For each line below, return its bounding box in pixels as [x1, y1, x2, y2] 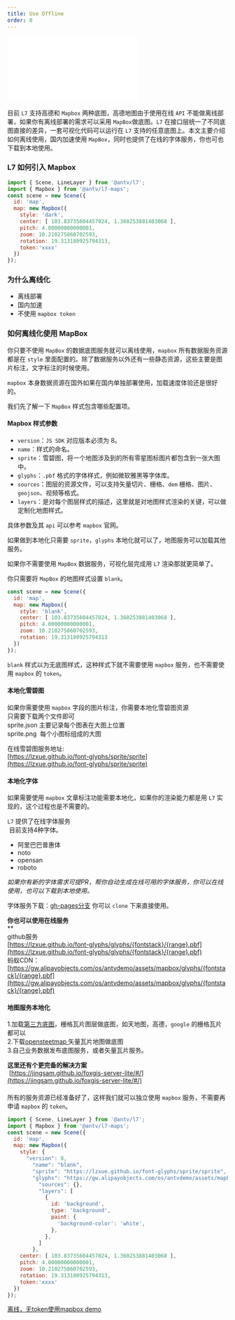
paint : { [51, 1214, 77, 1221]
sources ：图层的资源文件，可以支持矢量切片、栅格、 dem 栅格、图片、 [17, 480, 217, 488]
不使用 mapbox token [17, 309, 76, 318]
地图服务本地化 [7, 1003, 50, 1012]
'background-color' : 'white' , [57, 1220, 145, 1227]
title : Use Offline [7, 10, 64, 17]
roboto [17, 863, 37, 872]
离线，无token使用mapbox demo [7, 1305, 101, 1314]
